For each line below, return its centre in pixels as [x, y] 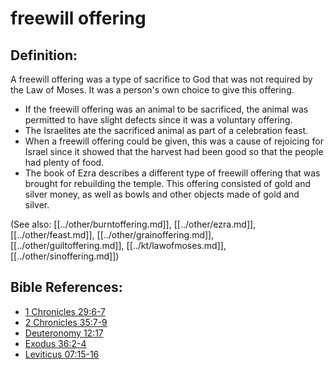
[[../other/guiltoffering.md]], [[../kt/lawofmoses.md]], [118, 245]
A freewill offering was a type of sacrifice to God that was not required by [161, 79]
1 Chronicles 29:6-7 [65, 311]
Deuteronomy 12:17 [64, 333]
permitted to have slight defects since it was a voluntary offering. [158, 120]
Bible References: [66, 287]
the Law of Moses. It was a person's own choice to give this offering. [152, 90]
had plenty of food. [64, 162]
